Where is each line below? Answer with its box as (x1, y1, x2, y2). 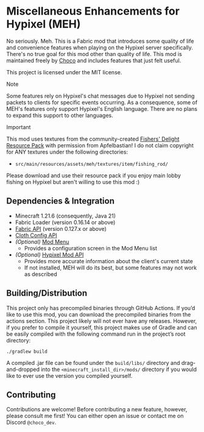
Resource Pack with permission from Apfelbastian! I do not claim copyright (6, 141, 194, 149)
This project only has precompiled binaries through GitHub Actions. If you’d (6, 304, 195, 311)
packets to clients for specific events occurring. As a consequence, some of (6, 99, 198, 106)
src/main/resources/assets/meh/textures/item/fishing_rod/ (15, 161, 169, 167)
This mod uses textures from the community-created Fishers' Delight (6, 135, 180, 143)
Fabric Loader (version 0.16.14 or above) (15, 218, 116, 226)
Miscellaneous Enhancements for (6, 4, 180, 18)
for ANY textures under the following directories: (6, 148, 128, 155)
